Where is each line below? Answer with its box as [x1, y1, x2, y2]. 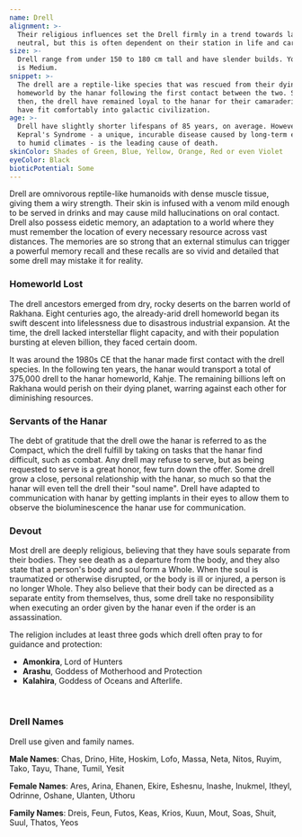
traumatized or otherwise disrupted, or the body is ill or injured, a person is [9, 573, 286, 585]
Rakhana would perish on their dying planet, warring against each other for [9, 382, 288, 393]
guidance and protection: [9, 639, 102, 650]
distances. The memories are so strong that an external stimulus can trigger [9, 236, 290, 247]
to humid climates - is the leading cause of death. [17, 139, 219, 148]
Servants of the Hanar [9, 415, 108, 427]
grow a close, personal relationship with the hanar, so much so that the [9, 473, 271, 484]
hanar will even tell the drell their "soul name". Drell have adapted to [9, 482, 261, 493]
